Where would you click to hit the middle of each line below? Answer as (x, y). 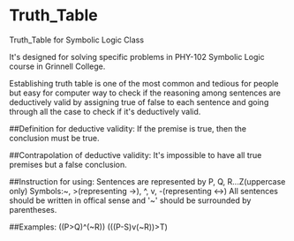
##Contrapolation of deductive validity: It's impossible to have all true (136, 154)
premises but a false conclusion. (68, 164)
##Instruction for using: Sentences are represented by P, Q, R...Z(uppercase (147, 181)
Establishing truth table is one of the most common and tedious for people (144, 83)
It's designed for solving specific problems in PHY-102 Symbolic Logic (137, 56)
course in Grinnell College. (57, 66)
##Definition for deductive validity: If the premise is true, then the (128, 128)
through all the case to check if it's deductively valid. (105, 111)
